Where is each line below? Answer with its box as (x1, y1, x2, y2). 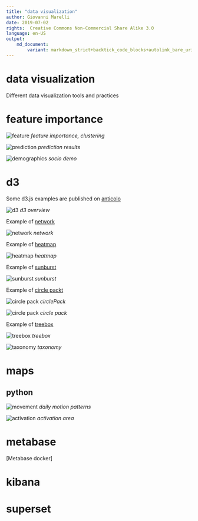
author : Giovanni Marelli (6, 14, 70, 20)
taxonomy (37, 343, 62, 351)
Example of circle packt (6, 286, 64, 294)
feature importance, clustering (30, 132, 105, 139)
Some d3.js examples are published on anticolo (6, 195, 121, 202)
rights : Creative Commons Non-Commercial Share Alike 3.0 (6, 25, 154, 31)
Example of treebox (6, 321, 54, 328)
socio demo (48, 154, 77, 162)
